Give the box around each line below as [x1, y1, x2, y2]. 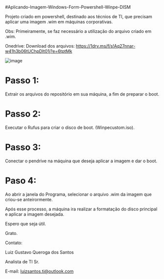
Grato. [5, 230, 18, 236]
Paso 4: [5, 175, 37, 186]
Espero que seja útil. [5, 221, 47, 227]
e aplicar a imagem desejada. [5, 211, 65, 217]
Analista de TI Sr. [5, 258, 40, 264]
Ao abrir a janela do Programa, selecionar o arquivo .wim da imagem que [5, 191, 152, 197]
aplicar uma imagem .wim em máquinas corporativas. [5, 19, 113, 25]
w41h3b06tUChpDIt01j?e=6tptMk [5, 49, 72, 54]
